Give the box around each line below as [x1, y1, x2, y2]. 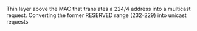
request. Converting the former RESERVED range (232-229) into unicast [6, 12, 187, 19]
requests [6, 18, 29, 25]
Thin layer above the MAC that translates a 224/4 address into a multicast [6, 5, 191, 12]
